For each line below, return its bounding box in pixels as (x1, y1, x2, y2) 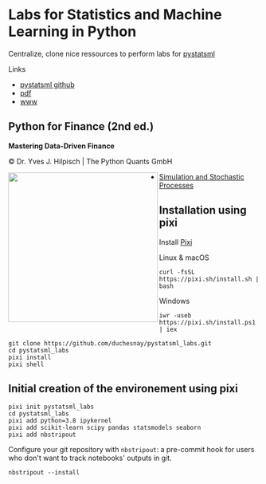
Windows (158, 296, 190, 305)
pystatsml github (19, 80, 75, 89)
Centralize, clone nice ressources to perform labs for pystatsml (8, 49, 215, 58)
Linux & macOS (158, 253, 209, 262)
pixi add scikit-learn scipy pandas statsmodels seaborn (8, 424, 201, 432)
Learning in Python (8, 22, 137, 41)
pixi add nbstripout (8, 431, 77, 439)
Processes (158, 180, 194, 190)
